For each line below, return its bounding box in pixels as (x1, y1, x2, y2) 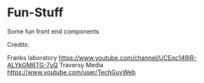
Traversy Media (59, 61, 104, 69)
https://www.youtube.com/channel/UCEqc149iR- (58, 53, 197, 62)
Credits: (7, 40, 30, 48)
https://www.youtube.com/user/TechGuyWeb (7, 68, 136, 76)
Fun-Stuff (7, 5, 64, 20)
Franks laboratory (7, 53, 57, 62)
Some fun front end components (7, 27, 100, 35)
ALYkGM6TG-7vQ (7, 61, 58, 69)
